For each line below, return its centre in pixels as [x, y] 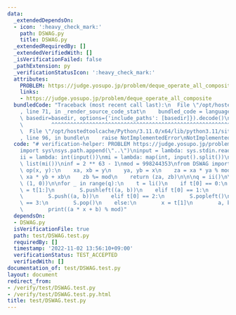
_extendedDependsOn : [44, 20]
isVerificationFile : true [52, 229]
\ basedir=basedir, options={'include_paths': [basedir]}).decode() [122, 118]
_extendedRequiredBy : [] [50, 46]
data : [15, 14]
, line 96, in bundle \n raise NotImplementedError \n [104, 138]
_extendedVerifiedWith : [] [53, 53]
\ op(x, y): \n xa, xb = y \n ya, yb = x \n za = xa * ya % [119, 170]
